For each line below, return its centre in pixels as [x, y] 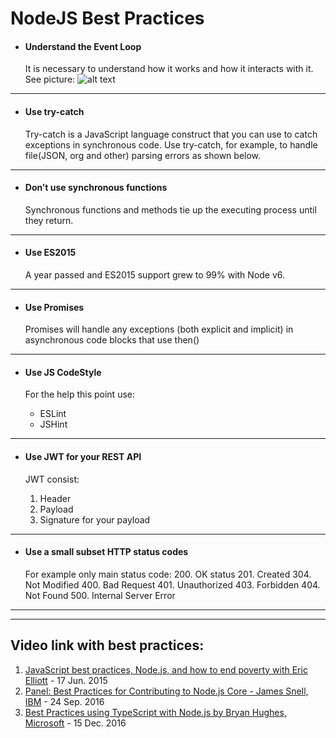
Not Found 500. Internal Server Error [100, 595]
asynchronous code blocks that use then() [112, 340]
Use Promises [54, 307]
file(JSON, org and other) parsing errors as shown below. [143, 155]
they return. [49, 220]
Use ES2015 [50, 253]
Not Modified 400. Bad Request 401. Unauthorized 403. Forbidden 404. [172, 584]
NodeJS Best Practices [107, 18]
